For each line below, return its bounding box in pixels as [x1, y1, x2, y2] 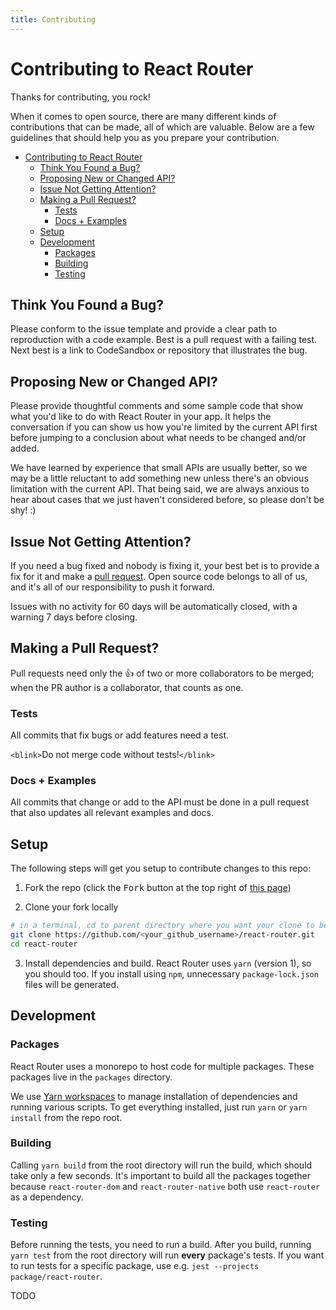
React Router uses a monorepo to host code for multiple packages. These [10, 1060, 315, 1072]
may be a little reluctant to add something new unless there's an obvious [10, 472, 309, 485]
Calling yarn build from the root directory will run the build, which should [10, 1159, 313, 1171]
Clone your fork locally [24, 901, 119, 913]
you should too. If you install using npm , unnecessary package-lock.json [24, 967, 319, 980]
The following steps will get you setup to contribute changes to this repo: [10, 862, 312, 875]
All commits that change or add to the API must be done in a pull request [10, 796, 309, 808]
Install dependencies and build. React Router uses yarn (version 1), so [24, 957, 312, 969]
